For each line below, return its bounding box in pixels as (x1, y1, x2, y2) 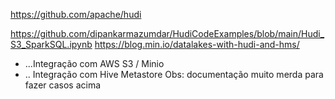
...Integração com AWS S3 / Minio (24, 58, 165, 69)
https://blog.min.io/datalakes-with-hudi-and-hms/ (94, 39, 300, 50)
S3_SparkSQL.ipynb (10, 39, 93, 50)
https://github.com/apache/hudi (10, 9, 142, 20)
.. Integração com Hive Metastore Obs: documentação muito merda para (24, 69, 324, 80)
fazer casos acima (24, 79, 101, 91)
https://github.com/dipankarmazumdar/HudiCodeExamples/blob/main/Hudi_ (10, 28, 325, 39)
